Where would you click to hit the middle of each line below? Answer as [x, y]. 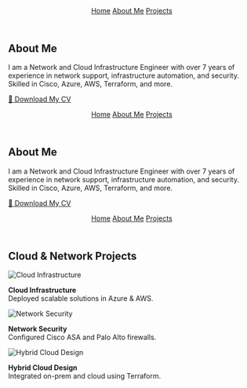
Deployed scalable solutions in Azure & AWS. [81, 298]
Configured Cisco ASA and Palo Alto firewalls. [82, 337]
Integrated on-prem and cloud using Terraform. [85, 376]
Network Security [38, 329]
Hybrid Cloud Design [43, 368]
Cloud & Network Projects [73, 256]
